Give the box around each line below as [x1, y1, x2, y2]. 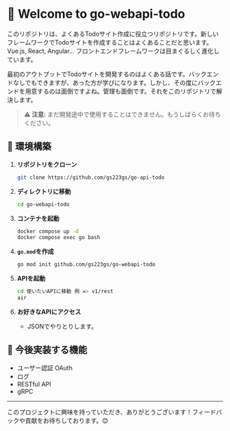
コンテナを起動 [16, 214, 60, 222]
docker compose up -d [16, 227, 79, 235]
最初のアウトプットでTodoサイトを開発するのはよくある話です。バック [7, 70, 207, 78]
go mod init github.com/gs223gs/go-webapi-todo [16, 261, 155, 268]
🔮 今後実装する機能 [7, 344, 88, 356]
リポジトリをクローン [16, 160, 77, 169]
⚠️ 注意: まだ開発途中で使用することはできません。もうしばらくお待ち [23, 110, 221, 119]
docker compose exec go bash [16, 234, 101, 241]
